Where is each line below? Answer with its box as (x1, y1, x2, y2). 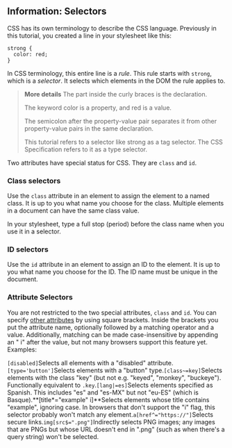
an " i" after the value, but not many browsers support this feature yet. (7, 338, 208, 346)
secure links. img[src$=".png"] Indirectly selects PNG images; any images (7, 417, 215, 426)
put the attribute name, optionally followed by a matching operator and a (7, 323, 214, 331)
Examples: (7, 345, 37, 354)
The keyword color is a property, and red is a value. (24, 103, 172, 112)
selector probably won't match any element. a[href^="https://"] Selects (7, 410, 214, 419)
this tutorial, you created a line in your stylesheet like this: (7, 31, 172, 40)
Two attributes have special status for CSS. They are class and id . (7, 158, 197, 167)
